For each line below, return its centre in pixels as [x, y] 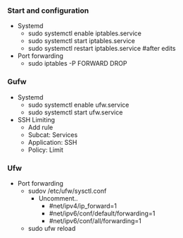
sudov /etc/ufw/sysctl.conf [67, 191]
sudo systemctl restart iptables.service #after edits [102, 49]
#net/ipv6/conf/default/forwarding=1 [102, 213]
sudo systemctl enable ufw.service [78, 105]
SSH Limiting [36, 119]
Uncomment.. [58, 198]
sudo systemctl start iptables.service [81, 41]
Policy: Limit [45, 150]
